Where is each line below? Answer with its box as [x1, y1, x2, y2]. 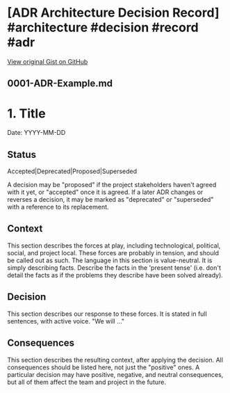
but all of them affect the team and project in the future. [7, 378, 167, 386]
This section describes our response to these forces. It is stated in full [7, 310, 207, 318]
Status [7, 148, 37, 161]
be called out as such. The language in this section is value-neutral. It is [7, 256, 213, 264]
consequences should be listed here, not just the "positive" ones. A [7, 363, 200, 371]
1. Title [7, 106, 47, 121]
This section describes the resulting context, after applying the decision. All [7, 355, 224, 364]
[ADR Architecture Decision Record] [7, 5, 220, 21]
